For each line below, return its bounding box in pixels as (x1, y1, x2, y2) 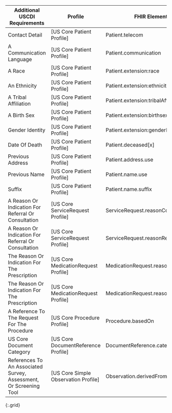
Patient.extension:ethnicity (105, 82, 170, 89)
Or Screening (8, 383, 40, 389)
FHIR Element (134, 13, 168, 20)
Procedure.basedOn (105, 317, 155, 325)
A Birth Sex (8, 112, 35, 119)
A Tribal (8, 94, 27, 101)
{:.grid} (5, 402, 20, 408)
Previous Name (8, 171, 45, 178)
